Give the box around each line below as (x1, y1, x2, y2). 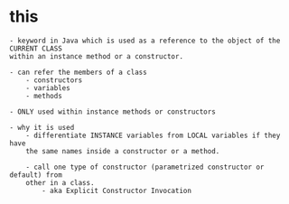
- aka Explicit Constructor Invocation (42, 186, 192, 195)
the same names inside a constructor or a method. (25, 146, 220, 155)
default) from (9, 170, 63, 180)
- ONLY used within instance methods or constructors (9, 107, 217, 116)
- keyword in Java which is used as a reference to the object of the (9, 36, 281, 45)
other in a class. (25, 178, 95, 187)
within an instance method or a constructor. (9, 51, 183, 60)
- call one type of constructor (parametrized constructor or (25, 162, 265, 172)
